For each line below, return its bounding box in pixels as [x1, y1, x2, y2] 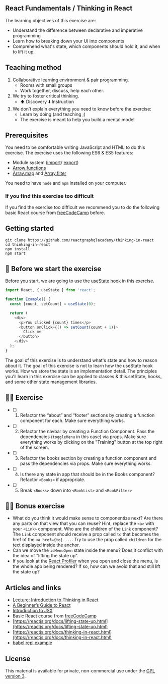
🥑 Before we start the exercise [5, 265, 102, 273]
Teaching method [5, 63, 62, 72]
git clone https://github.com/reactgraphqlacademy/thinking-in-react [5, 237, 154, 243]
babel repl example [12, 640, 53, 646]
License [5, 654, 31, 663]
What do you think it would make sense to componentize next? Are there [12, 515, 163, 521]
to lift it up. [12, 48, 35, 55]
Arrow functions [12, 165, 46, 171]
